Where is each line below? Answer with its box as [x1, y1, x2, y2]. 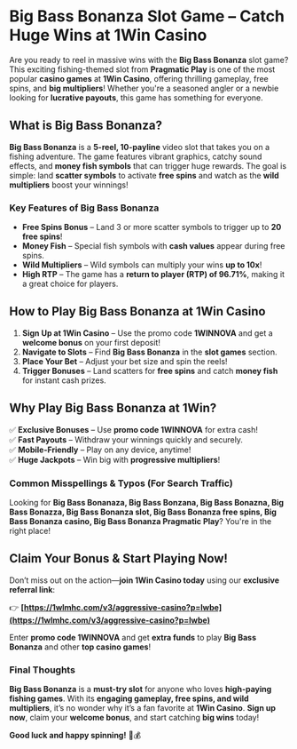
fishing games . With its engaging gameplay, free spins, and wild [9, 693, 250, 704]
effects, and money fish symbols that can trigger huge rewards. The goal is [9, 160, 286, 171]
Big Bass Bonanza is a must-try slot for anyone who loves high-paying [9, 684, 272, 695]
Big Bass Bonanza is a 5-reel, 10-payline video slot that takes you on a [9, 141, 270, 152]
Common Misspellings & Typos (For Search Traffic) [9, 477, 233, 490]
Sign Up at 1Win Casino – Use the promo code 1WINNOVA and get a [21, 327, 273, 339]
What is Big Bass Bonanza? [9, 118, 162, 133]
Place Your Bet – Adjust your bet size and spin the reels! [21, 355, 228, 366]
